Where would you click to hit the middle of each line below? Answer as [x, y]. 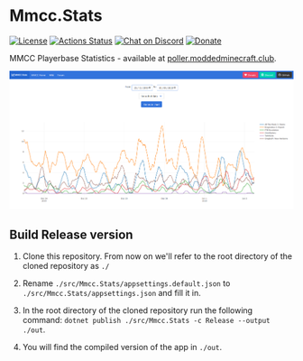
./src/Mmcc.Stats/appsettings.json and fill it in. [111, 293]
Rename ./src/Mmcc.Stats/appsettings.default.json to [126, 283]
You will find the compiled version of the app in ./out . [122, 347]
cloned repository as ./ [66, 266]
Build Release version [71, 234]
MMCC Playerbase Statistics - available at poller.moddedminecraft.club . [143, 58]
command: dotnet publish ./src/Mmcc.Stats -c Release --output [146, 320]
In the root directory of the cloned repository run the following [138, 310]
